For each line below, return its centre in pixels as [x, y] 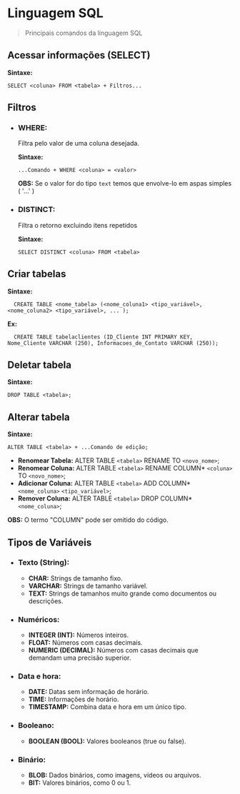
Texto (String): [44, 563]
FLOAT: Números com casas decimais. [85, 643]
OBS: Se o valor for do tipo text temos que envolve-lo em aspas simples [125, 184]
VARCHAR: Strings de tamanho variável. [88, 586]
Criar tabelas [37, 274]
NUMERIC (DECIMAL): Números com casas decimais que [113, 650]
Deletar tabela [40, 365]
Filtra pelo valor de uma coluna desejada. [78, 144]
